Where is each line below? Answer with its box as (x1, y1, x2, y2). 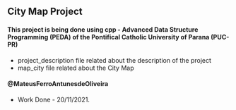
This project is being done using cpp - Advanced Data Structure (7, 25, 199, 34)
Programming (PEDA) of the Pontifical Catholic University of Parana (7, 32, 210, 41)
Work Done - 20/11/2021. (17, 95, 90, 104)
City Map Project (7, 6, 83, 18)
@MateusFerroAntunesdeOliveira (7, 80, 109, 88)
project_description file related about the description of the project (17, 56, 212, 64)
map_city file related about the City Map (17, 63, 134, 72)
